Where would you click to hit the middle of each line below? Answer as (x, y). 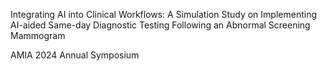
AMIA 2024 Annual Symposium (75, 55)
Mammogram (38, 35)
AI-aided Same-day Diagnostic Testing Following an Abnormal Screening (160, 25)
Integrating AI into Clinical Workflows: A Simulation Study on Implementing (163, 14)
